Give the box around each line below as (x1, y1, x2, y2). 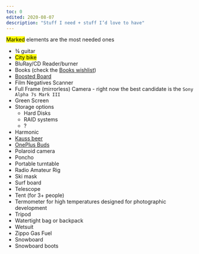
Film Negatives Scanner (14, 79, 74, 86)
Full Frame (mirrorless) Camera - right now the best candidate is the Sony (14, 86, 194, 93)
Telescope (14, 186, 40, 193)
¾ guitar (14, 48, 36, 55)
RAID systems (23, 116, 58, 123)
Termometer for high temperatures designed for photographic (14, 198, 166, 205)
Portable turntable (14, 160, 59, 167)
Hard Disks (23, 109, 51, 117)
